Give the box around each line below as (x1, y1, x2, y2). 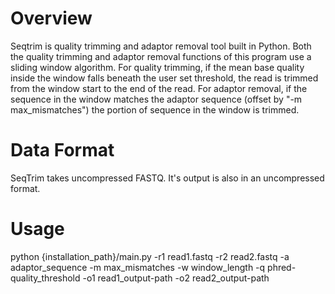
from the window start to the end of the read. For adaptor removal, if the (10, 82, 308, 94)
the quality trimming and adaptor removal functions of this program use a (10, 50, 312, 62)
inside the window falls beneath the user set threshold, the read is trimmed (10, 72, 319, 84)
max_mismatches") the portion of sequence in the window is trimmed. (10, 103, 300, 116)
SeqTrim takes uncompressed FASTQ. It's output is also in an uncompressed (10, 172, 325, 184)
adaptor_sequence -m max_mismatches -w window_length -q (10, 261, 266, 273)
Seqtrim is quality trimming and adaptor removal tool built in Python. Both (10, 40, 312, 52)
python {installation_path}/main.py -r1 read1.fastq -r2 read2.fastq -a (10, 250, 290, 262)
